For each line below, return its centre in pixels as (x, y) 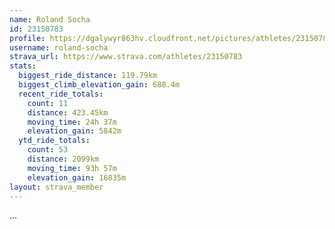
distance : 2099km (63, 159)
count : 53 (48, 150)
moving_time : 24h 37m (72, 122)
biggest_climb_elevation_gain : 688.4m (99, 85)
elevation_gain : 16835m (77, 177)
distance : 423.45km (68, 112)
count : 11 (48, 103)
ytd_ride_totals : (54, 141)
